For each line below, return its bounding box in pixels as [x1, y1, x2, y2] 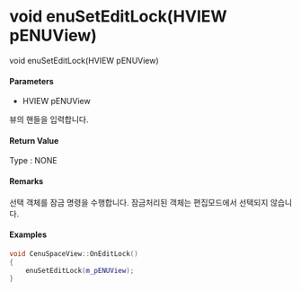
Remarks [9, 175, 44, 186]
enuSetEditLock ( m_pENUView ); [25, 266, 135, 275]
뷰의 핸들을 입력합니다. [9, 114, 89, 125]
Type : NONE [9, 155, 58, 166]
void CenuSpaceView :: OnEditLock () [9, 249, 139, 258]
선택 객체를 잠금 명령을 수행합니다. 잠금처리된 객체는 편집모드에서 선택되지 [9, 197, 269, 207]
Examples [9, 229, 48, 240]
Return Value [9, 135, 59, 145]
